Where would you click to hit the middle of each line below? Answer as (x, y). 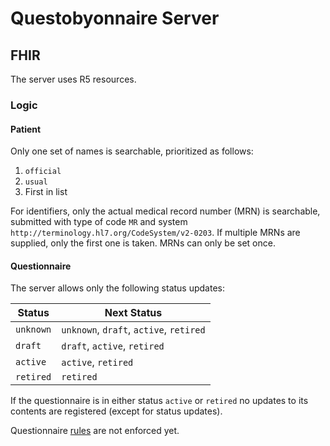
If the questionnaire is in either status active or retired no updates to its (159, 401)
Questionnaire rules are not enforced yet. (95, 431)
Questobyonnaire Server (115, 18)
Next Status (133, 313)
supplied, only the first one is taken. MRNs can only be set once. (143, 243)
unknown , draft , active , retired (133, 330)
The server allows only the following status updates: (118, 288)
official (43, 172)
